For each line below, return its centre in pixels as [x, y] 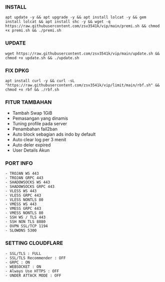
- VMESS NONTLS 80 [24, 213]
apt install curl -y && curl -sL [40, 81]
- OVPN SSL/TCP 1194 [27, 226]
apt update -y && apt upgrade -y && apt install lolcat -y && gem [76, 18]
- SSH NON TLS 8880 [25, 222]
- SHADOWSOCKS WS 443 [28, 182]
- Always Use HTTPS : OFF [32, 271]
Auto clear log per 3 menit [39, 140]
